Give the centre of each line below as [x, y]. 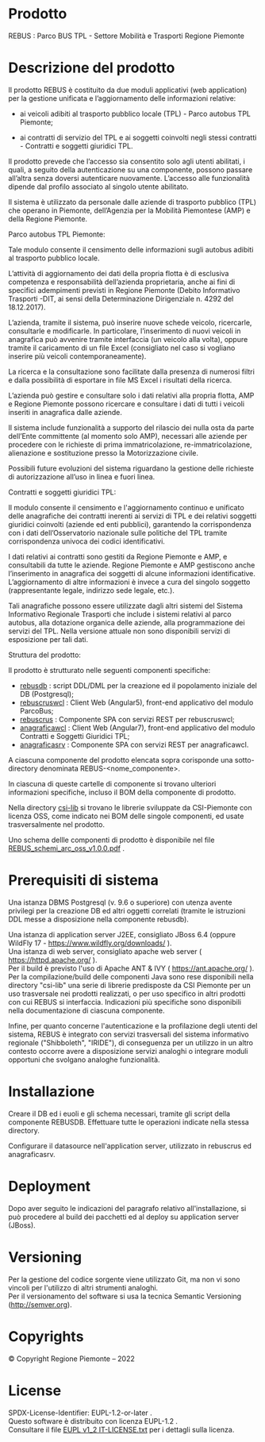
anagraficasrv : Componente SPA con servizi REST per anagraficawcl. [134, 744]
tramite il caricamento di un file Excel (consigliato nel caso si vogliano [122, 348]
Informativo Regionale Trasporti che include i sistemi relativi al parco [120, 614]
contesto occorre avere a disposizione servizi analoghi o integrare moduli [128, 1051]
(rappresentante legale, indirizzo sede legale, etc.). [91, 590]
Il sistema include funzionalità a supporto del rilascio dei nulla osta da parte [131, 427]
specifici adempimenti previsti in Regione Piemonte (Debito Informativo [124, 290]
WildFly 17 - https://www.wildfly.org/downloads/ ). [90, 943]
